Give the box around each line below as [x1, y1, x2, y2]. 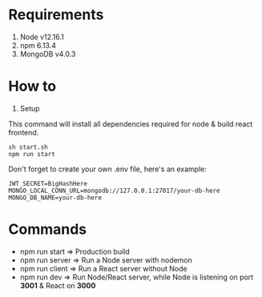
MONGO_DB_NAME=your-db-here [8, 194, 103, 202]
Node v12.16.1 [19, 32, 64, 42]
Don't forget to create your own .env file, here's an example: [8, 164, 207, 174]
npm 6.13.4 [19, 40, 56, 50]
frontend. [8, 127, 39, 137]
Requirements [8, 6, 104, 24]
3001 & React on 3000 [19, 280, 96, 290]
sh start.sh [8, 142, 48, 151]
